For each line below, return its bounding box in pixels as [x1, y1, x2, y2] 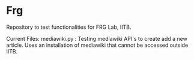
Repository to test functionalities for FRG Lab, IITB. [6, 23, 132, 31]
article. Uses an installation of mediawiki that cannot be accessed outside [6, 41, 189, 49]
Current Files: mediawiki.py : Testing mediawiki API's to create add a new [6, 35, 187, 42]
